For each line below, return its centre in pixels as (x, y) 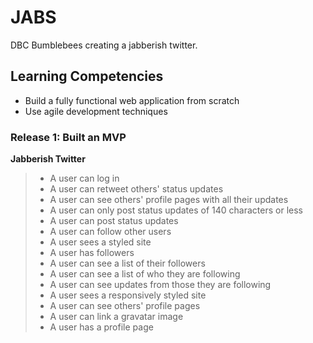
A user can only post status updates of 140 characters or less (176, 210)
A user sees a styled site (100, 242)
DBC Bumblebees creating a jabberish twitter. (104, 45)
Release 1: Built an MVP (68, 137)
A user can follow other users (110, 232)
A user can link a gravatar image (116, 317)
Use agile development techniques (96, 111)
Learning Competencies (87, 76)
